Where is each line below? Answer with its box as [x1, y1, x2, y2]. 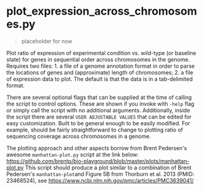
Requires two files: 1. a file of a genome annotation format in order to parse [6, 62, 195, 70]
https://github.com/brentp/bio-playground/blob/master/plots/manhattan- [6, 157, 190, 164]
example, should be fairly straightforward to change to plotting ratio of [6, 126, 183, 133]
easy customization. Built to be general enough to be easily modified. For [6, 119, 191, 126]
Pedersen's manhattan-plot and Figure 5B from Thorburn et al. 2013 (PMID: [6, 170, 194, 178]
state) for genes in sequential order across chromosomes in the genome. [6, 56, 190, 63]
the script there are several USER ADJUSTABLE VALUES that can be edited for [6, 113, 192, 120]
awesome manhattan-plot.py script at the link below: [6, 151, 139, 158]
